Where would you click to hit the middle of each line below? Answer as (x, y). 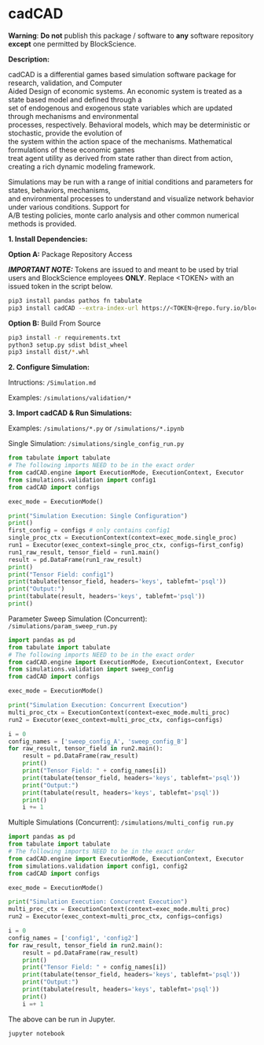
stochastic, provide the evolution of (66, 133)
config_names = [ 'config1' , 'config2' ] (73, 938)
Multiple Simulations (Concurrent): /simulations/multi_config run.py (121, 822)
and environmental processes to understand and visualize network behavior (131, 199)
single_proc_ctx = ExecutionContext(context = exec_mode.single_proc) (123, 538)
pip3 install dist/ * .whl (49, 352)
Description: (29, 59)
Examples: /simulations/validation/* (70, 398)
